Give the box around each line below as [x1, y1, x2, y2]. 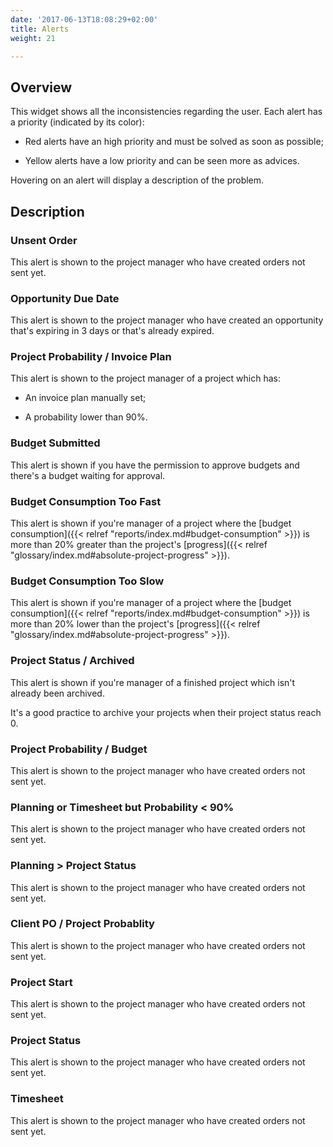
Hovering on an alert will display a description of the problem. [10, 174, 265, 186]
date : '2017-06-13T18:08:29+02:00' [10, 14, 159, 25]
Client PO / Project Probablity [10, 917, 155, 931]
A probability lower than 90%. [24, 411, 148, 423]
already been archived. [10, 687, 105, 699]
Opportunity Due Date [10, 291, 120, 305]
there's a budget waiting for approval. [10, 469, 166, 481]
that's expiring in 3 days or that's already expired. [10, 325, 215, 337]
